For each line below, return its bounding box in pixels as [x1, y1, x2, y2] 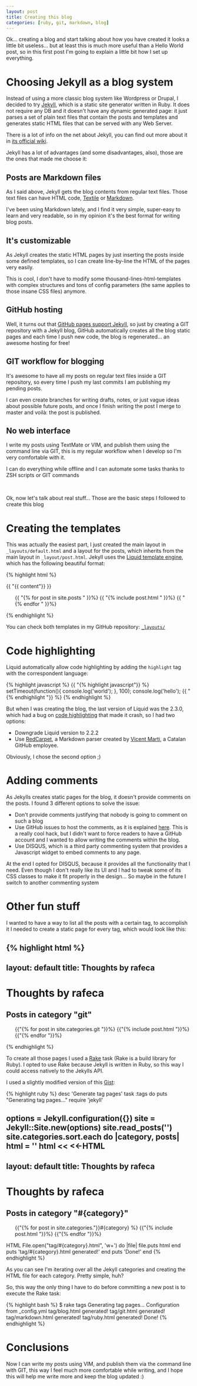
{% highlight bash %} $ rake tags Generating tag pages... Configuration [6, 1301, 179, 1308]
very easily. [6, 263, 34, 270]
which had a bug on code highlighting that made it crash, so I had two [6, 712, 175, 719]
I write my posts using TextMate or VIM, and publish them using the [6, 441, 169, 449]
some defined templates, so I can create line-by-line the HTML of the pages [6, 257, 190, 265]
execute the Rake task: [6, 1290, 62, 1297]
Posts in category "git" [6, 1010, 92, 1020]
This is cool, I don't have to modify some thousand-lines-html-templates [6, 275, 181, 282]
